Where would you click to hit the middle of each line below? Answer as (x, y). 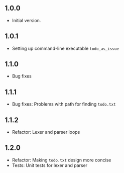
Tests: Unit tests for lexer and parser (50, 165)
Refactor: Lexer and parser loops (46, 132)
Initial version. (26, 20)
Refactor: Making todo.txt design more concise (61, 160)
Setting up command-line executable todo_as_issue (65, 48)
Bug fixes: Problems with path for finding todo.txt (64, 104)
